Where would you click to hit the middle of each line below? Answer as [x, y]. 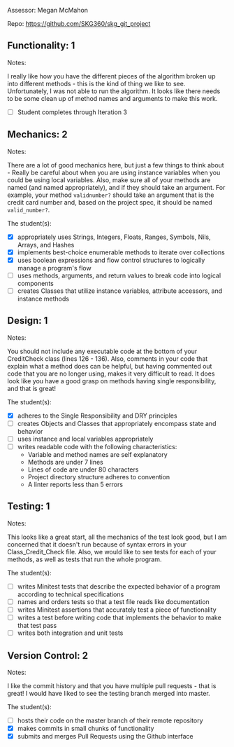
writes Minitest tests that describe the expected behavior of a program [119, 586]
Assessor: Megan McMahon [48, 10]
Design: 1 [28, 321]
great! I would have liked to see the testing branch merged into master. [109, 693]
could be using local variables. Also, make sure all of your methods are [109, 180]
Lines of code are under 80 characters [83, 470]
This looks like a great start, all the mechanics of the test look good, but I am [117, 537]
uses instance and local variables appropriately [85, 439]
